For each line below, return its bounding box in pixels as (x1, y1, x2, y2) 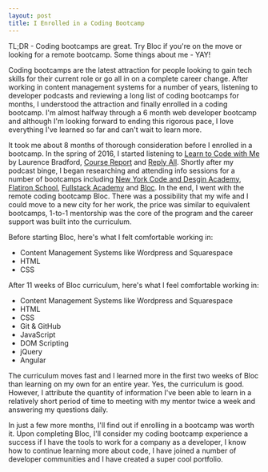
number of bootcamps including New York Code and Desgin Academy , (8, 174, 242, 184)
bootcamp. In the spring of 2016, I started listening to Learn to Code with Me (8, 149, 260, 158)
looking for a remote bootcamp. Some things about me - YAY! (8, 50, 211, 59)
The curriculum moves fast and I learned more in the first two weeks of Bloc (8, 370, 259, 380)
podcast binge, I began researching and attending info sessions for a (8, 166, 236, 175)
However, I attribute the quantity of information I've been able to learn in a (8, 387, 252, 397)
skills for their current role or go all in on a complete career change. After (8, 74, 249, 83)
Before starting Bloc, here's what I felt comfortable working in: (8, 232, 214, 242)
